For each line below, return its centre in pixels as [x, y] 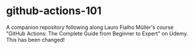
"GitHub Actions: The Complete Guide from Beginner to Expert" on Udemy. [97, 33]
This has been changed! [35, 40]
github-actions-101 [54, 11]
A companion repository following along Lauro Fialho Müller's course [90, 27]
